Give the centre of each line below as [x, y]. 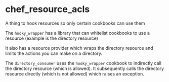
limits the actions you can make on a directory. [54, 53]
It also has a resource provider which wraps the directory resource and [79, 48]
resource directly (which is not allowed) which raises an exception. [75, 73]
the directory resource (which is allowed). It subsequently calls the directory [85, 68]
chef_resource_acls [48, 9]
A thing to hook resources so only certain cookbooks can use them [75, 23]
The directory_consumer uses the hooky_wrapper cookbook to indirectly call [83, 63]
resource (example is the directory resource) [52, 38]
